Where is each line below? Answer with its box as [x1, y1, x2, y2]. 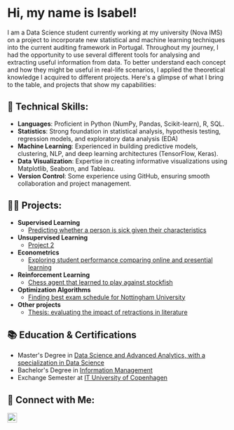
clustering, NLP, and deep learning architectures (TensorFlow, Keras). [17, 149, 219, 157]
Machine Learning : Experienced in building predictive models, [17, 142, 198, 150]
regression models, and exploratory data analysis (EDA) [17, 134, 179, 143]
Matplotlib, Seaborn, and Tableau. [17, 164, 116, 173]
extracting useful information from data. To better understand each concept [7, 58, 226, 66]
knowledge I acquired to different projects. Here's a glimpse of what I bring [7, 72, 224, 82]
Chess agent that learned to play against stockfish [27, 278, 173, 286]
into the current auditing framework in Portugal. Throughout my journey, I [7, 43, 219, 51]
